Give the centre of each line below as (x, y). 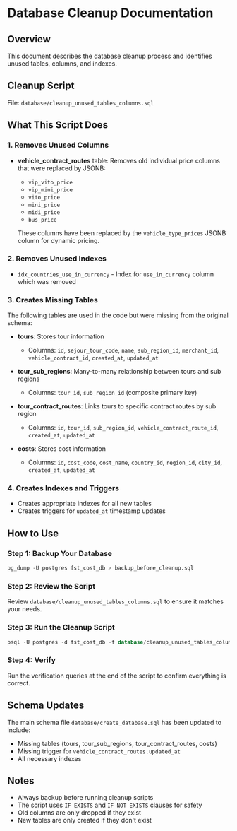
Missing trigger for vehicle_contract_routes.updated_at (99, 751)
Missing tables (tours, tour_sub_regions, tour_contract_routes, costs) (117, 743)
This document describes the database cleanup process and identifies (110, 56)
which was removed (47, 281)
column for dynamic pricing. (59, 240)
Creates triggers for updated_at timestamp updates (91, 511)
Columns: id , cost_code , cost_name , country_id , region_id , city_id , (125, 462)
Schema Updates (46, 706)
